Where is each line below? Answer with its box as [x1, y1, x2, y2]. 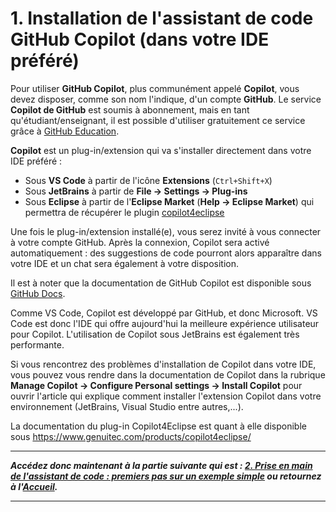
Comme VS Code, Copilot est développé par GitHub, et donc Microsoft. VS [10, 307, 318, 319]
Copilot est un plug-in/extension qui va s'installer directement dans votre [10, 144, 312, 156]
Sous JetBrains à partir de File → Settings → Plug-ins [24, 185, 248, 197]
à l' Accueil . [10, 480, 58, 492]
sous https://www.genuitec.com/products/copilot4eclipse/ [10, 430, 252, 442]
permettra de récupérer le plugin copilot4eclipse [24, 206, 225, 218]
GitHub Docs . [10, 287, 66, 299]
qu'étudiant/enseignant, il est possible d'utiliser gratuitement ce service [10, 114, 306, 126]
